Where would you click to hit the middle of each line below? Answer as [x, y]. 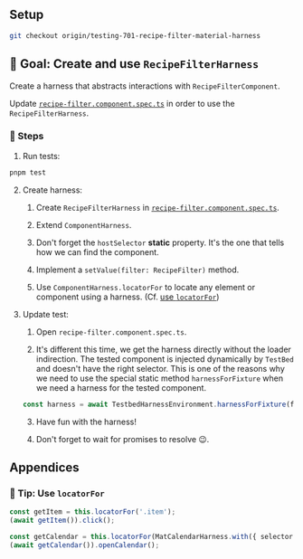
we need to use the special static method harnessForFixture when [160, 378]
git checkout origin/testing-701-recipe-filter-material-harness [135, 35]
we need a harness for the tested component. [121, 387]
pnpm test [28, 172]
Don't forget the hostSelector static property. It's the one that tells [160, 242]
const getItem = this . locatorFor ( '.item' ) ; [93, 512]
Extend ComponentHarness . [84, 224]
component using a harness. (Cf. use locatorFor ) [128, 297]
